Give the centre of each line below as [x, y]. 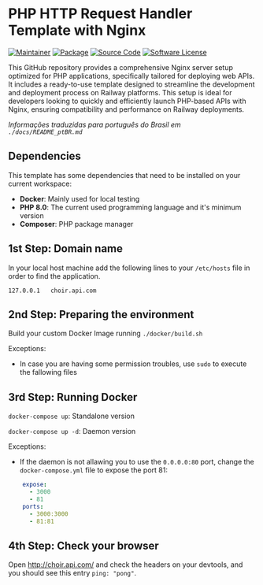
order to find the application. [54, 276]
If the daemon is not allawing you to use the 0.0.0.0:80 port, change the [137, 462]
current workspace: [40, 183]
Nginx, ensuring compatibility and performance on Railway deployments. [126, 109]
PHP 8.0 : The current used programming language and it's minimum [130, 207]
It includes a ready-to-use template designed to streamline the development [131, 84]
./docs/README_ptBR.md [45, 132]
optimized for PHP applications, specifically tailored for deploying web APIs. [131, 76]
